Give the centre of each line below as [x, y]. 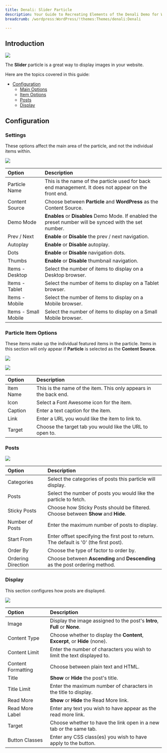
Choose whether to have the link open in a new [105, 723]
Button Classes [25, 740]
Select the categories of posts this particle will [101, 479]
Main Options [34, 90]
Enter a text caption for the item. [74, 411]
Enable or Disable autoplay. [77, 244]
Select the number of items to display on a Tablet [102, 283]
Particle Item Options [31, 333]
